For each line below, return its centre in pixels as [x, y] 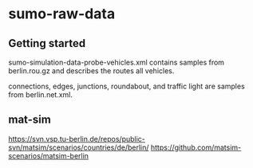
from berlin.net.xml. [41, 95]
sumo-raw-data [62, 14]
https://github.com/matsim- [196, 147]
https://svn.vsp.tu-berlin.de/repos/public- [77, 139]
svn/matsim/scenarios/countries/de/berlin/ [79, 147]
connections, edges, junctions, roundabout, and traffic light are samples [126, 86]
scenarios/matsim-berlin [49, 155]
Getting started [47, 43]
